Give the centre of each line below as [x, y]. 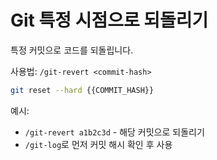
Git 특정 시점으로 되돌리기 [109, 20]
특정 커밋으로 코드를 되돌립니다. [72, 50]
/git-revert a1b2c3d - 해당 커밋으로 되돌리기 [114, 132]
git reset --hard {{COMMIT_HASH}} [82, 90]
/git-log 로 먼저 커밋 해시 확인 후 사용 [98, 144]
